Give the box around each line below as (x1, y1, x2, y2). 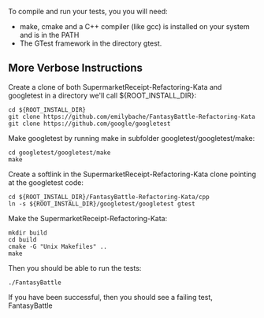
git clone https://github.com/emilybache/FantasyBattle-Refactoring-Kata (8, 113, 256, 120)
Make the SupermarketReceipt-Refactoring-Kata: (8, 213, 168, 223)
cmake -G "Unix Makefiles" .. (8, 242, 108, 250)
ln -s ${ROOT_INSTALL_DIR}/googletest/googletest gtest (8, 200, 195, 208)
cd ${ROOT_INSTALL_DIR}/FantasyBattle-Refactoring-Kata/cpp (8, 193, 210, 201)
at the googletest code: (8, 177, 84, 187)
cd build (8, 235, 37, 243)
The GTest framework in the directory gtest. (19, 39, 162, 48)
